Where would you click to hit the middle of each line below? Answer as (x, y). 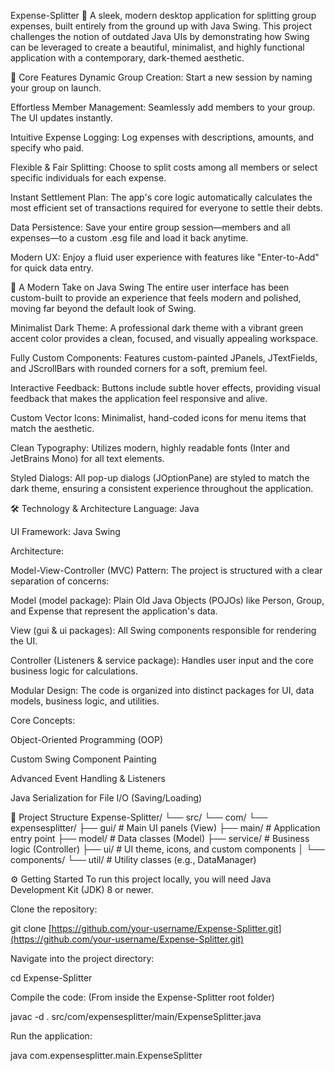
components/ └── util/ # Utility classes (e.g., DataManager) (133, 859)
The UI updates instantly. (61, 118)
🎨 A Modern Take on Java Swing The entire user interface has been (150, 287)
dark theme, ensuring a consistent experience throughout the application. (162, 488)
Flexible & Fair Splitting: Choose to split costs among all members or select (164, 167)
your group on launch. (56, 88)
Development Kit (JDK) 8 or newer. (82, 889)
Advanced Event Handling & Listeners (88, 778)
